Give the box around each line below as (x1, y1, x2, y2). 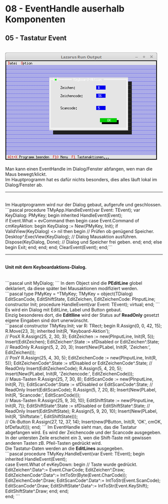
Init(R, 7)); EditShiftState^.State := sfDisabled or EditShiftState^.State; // (5, 403, 150, 409)
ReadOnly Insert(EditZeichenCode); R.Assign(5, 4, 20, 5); (5, 365, 122, 371)
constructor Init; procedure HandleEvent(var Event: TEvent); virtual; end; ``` (5, 302, 160, 307)
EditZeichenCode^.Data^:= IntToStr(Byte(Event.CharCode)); (5, 472, 127, 478)
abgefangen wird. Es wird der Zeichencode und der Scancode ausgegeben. (5, 430, 161, 435)
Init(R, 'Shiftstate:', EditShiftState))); (5, 414, 78, 419)
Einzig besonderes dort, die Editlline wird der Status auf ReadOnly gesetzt (5, 312, 159, 318)
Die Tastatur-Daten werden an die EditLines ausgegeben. (5, 445, 124, 451)
